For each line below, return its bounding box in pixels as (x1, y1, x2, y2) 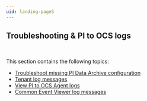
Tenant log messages (14, 75, 68, 83)
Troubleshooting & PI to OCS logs (6, 31, 132, 41)
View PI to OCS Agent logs (14, 82, 80, 89)
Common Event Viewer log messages (14, 89, 107, 96)
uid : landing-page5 (6, 8, 55, 15)
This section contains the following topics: (6, 58, 110, 65)
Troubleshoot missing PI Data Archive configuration (14, 70, 141, 77)
